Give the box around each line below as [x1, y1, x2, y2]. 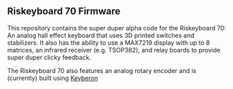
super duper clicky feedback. [7, 53, 92, 61]
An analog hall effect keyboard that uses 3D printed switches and [7, 31, 195, 39]
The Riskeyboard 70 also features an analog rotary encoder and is [7, 66, 197, 75]
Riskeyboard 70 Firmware [7, 6, 120, 17]
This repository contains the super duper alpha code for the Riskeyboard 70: [7, 23, 227, 32]
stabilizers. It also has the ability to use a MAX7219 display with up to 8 [7, 38, 210, 47]
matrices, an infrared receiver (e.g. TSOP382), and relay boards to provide [7, 46, 220, 54]
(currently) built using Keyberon [7, 74, 99, 82]
